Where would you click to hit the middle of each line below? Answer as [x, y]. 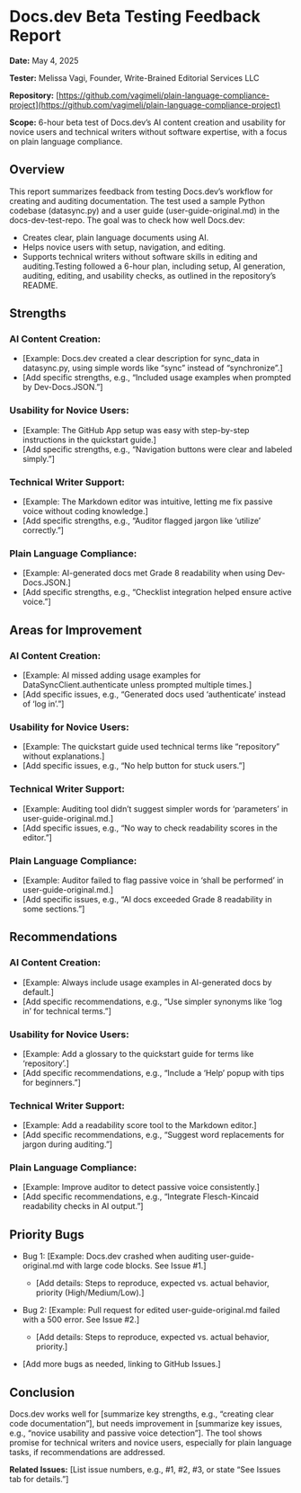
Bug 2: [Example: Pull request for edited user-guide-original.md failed [151, 1311]
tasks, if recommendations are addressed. [88, 1453]
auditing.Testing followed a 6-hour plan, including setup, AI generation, [154, 266]
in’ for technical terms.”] [67, 1011]
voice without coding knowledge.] [85, 511]
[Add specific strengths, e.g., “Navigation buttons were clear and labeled [157, 449]
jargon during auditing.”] [67, 1144]
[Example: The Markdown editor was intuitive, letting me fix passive [147, 502]
